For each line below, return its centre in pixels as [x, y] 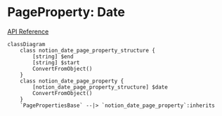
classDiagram [26, 44]
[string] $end [53, 57]
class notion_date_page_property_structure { [88, 50]
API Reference [28, 31]
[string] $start [56, 63]
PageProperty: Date [66, 12]
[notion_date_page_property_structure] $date [100, 87]
